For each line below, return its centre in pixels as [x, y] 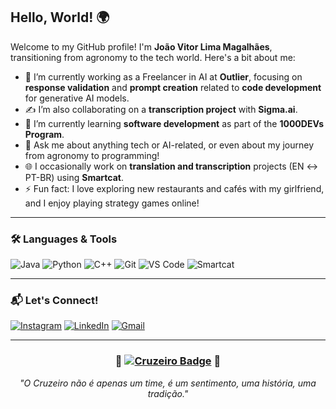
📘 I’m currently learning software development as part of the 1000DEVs [174, 123]
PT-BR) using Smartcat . [74, 177]
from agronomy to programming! [92, 155]
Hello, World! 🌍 [60, 17]
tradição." [168, 393]
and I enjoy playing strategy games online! [112, 203]
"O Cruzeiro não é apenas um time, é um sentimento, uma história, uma [168, 383]
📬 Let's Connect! [54, 301]
